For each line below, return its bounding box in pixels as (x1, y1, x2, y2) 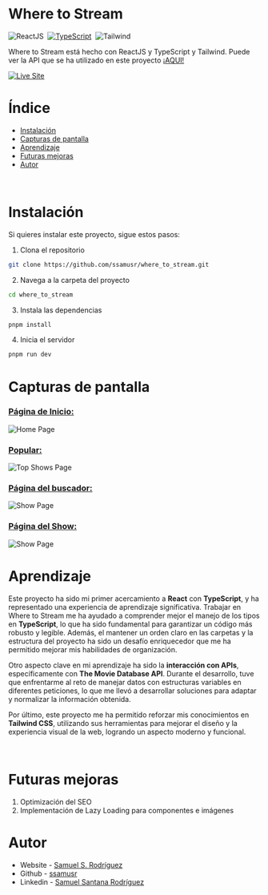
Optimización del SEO (19, 796, 92, 806)
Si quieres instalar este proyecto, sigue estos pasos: (8, 229, 180, 239)
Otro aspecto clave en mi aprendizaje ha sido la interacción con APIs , (8, 660, 239, 670)
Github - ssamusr (19, 869, 78, 878)
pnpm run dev (8, 350, 52, 359)
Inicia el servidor (19, 335, 75, 345)
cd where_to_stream (8, 290, 74, 299)
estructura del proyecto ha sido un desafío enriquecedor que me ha (8, 636, 232, 646)
